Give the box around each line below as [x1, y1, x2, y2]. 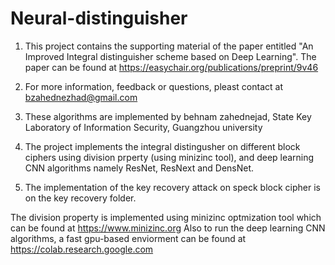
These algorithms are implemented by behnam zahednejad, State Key [24, 110, 312, 122]
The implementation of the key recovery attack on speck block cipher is [24, 181, 321, 193]
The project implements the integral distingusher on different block [24, 140, 301, 152]
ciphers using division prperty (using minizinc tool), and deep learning [24, 151, 315, 163]
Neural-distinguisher [10, 7, 188, 30]
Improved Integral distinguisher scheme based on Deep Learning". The [24, 50, 317, 62]
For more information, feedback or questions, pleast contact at [24, 80, 283, 92]
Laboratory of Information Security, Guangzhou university [24, 121, 263, 133]
